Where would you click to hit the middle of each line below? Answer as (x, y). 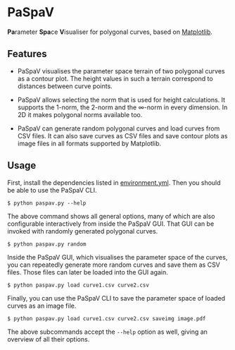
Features (27, 54)
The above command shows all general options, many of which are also (111, 216)
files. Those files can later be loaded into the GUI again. (88, 272)
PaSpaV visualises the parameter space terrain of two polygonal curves (121, 71)
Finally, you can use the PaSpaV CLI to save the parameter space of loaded (116, 298)
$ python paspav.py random (47, 244)
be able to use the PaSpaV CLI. (52, 190)
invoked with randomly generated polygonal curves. (83, 231)
